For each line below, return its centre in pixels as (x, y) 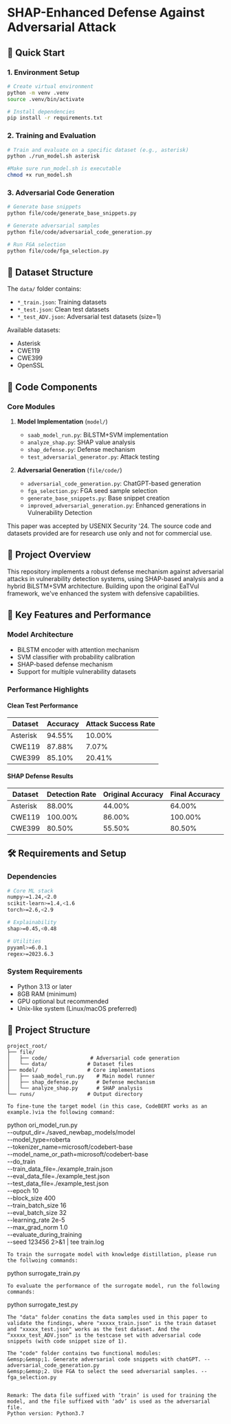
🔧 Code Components (52, 387)
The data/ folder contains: (44, 289)
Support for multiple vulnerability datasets (76, 671)
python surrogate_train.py (44, 1273)
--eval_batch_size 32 (37, 1212)
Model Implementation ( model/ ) (62, 421)
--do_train (21, 1161)
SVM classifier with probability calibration (76, 657)
